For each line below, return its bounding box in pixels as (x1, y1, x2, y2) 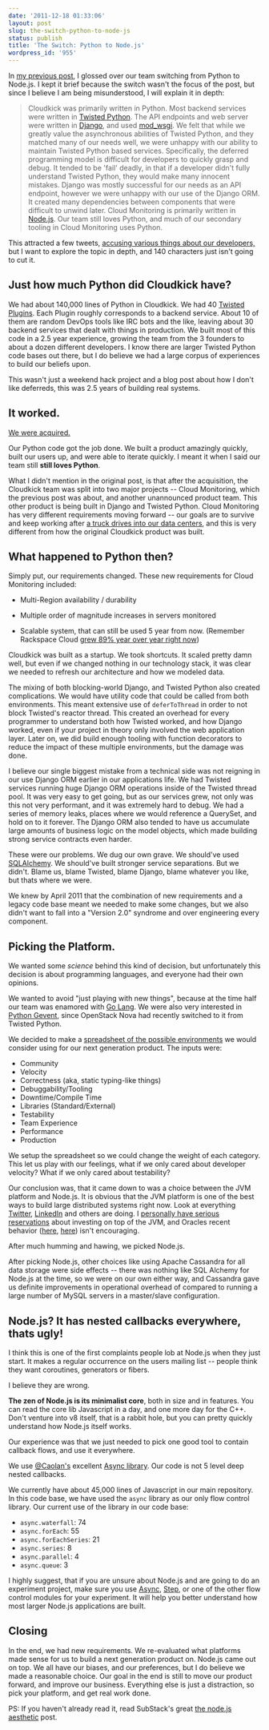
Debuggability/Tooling (19, 1084, 94, 1094)
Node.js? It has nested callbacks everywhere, (8, 1314, 242, 1328)
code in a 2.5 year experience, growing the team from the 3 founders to (8, 333, 245, 343)
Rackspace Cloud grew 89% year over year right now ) (19, 634, 200, 645)
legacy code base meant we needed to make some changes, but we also (8, 899, 249, 909)
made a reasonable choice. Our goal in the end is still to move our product (8, 1671, 252, 1680)
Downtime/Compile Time (19, 1092, 102, 1102)
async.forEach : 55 (19, 1527, 80, 1536)
